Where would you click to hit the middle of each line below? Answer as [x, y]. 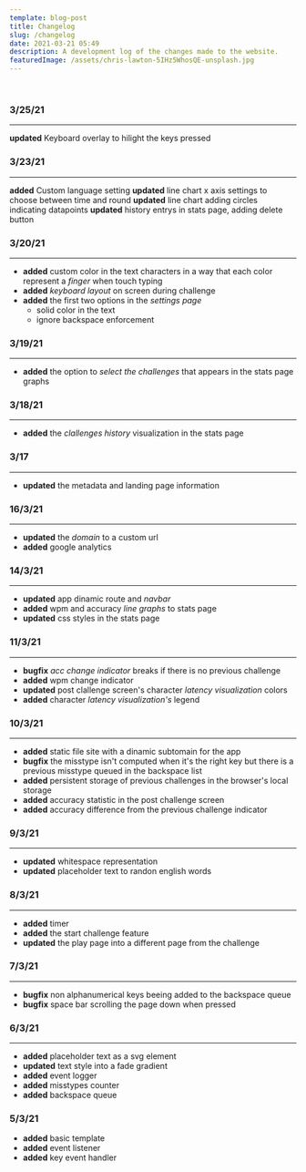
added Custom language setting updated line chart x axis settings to [138, 190]
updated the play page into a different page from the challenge [141, 942]
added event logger [60, 1075]
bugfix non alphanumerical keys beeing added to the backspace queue [157, 994]
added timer [46, 923]
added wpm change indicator [78, 680]
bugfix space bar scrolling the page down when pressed [129, 1004]
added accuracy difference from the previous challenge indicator [145, 809]
